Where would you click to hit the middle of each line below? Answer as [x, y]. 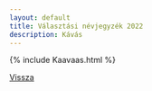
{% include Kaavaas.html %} [62, 60]
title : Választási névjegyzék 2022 [76, 26]
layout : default [40, 18]
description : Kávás [46, 34]
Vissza [22, 77]
